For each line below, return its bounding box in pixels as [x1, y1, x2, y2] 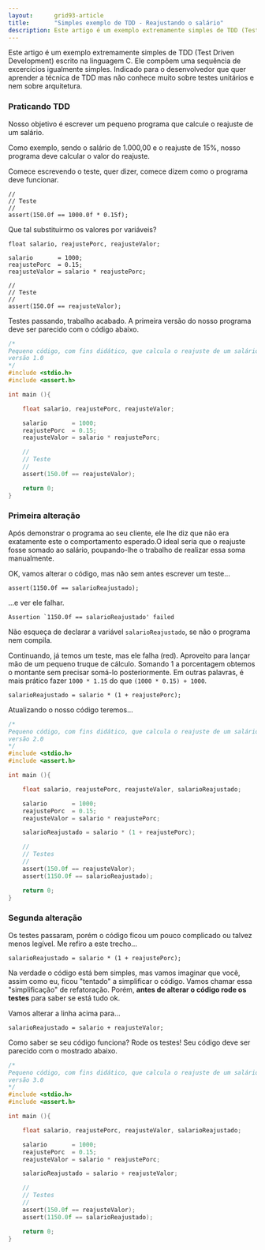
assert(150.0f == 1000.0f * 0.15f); [8, 211, 129, 219]
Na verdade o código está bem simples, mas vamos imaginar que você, [8, 968, 241, 978]
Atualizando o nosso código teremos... [8, 704, 133, 715]
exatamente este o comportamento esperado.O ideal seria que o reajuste [8, 536, 246, 546]
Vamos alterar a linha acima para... [8, 1008, 121, 1018]
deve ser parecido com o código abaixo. [8, 325, 140, 334]
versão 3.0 [8, 1075, 44, 1084]
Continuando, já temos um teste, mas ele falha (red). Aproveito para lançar [8, 651, 251, 660]
